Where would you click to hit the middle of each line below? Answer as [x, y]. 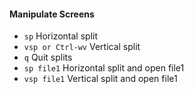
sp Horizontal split [61, 36]
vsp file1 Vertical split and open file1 [100, 79]
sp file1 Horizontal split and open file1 [104, 68]
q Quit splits [48, 57]
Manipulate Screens [52, 14]
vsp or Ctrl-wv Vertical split [82, 47]
